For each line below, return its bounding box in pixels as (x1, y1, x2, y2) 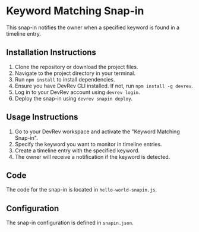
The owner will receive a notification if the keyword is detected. (14, 153, 170, 160)
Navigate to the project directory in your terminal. (14, 70, 135, 77)
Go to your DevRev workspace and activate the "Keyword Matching (14, 128, 180, 135)
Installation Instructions (6, 48, 97, 58)
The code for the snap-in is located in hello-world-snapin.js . (6, 186, 157, 193)
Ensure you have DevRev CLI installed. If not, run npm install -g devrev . (14, 82, 193, 89)
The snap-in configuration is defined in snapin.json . (6, 219, 134, 227)
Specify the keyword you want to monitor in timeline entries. (14, 140, 162, 148)
